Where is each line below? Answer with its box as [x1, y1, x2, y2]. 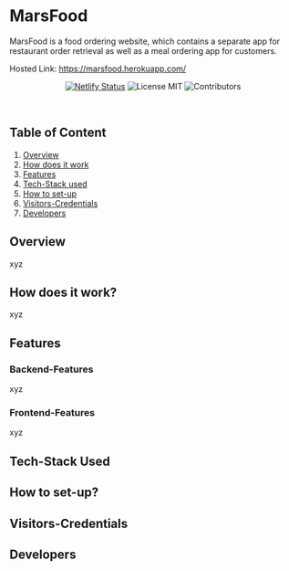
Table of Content [9, 125, 107, 141]
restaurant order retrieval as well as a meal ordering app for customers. [9, 45, 277, 56]
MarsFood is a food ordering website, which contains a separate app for [9, 36, 281, 47]
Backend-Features [9, 363, 94, 375]
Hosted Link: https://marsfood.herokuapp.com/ [9, 63, 187, 74]
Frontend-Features [9, 406, 96, 418]
